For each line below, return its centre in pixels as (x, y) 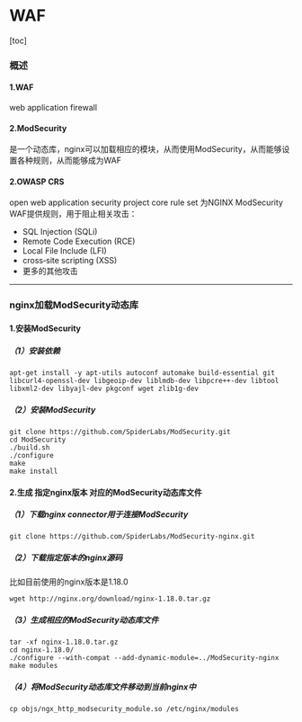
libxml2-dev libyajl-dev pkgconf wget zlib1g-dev (104, 388)
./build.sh (30, 447)
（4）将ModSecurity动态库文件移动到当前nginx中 (102, 687)
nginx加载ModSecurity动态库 (74, 305)
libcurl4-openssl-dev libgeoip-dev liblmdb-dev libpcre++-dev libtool (144, 380)
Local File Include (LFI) (65, 251)
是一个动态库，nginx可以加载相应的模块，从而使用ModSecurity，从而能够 (146, 149)
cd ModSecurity (38, 440)
